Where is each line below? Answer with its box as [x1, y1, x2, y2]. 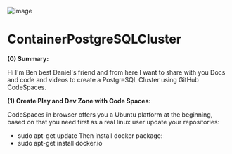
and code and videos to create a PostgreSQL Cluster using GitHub [7, 75, 199, 84]
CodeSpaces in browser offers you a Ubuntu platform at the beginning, [7, 110, 213, 119]
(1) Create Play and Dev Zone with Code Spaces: [7, 96, 151, 105]
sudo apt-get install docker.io [17, 139, 103, 147]
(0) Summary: [7, 54, 49, 63]
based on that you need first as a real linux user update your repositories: [7, 117, 220, 126]
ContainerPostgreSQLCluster [7, 32, 181, 47]
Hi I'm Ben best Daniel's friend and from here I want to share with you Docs [7, 68, 226, 77]
